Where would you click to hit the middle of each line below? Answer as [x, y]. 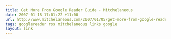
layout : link [19, 29]
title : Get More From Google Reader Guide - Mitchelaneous [69, 10]
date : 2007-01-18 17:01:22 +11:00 [42, 15]
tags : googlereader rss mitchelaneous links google [61, 24]
